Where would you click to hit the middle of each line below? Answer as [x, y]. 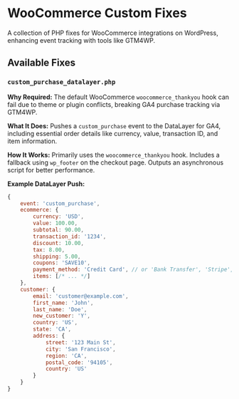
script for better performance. [51, 170]
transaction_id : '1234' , [70, 237]
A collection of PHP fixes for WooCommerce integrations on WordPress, [113, 33]
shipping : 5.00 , [57, 256]
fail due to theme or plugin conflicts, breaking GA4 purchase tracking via [114, 104]
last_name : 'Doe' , [60, 309]
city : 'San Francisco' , [80, 349]
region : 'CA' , [66, 356]
